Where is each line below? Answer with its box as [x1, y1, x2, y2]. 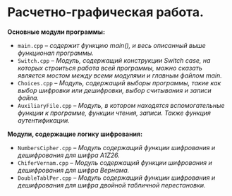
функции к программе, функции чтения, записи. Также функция [17, 109, 212, 117]
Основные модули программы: [7, 27, 106, 36]
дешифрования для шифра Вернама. [17, 166, 130, 174]
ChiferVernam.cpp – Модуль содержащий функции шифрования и [17, 158, 213, 166]
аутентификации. [17, 116, 70, 124]
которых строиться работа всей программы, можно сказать [17, 63, 202, 72]
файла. [17, 93, 39, 102]
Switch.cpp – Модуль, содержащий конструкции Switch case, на [17, 56, 211, 64]
